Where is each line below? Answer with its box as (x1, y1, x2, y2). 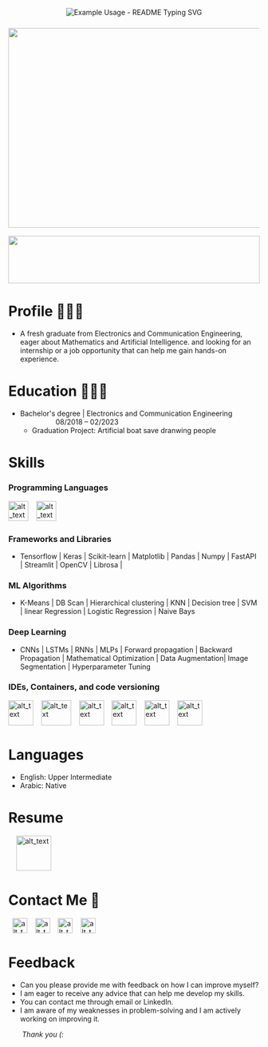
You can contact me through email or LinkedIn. (19, 997, 174, 1006)
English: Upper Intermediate (19, 772, 112, 782)
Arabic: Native (19, 780, 67, 790)
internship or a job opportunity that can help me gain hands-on (19, 346, 227, 356)
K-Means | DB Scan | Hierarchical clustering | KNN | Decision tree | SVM (19, 598, 258, 607)
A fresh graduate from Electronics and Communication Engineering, (19, 328, 243, 339)
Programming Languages (8, 482, 109, 493)
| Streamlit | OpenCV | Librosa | (19, 559, 123, 569)
